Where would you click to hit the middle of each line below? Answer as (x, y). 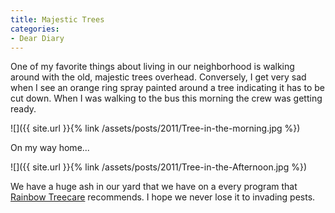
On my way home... (50, 148)
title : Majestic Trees (57, 19)
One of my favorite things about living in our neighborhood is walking (152, 67)
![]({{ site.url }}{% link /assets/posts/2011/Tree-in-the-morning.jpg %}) (155, 128)
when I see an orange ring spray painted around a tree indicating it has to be (167, 88)
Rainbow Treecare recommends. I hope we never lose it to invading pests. (163, 197)
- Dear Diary (37, 38)
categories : (35, 29)
